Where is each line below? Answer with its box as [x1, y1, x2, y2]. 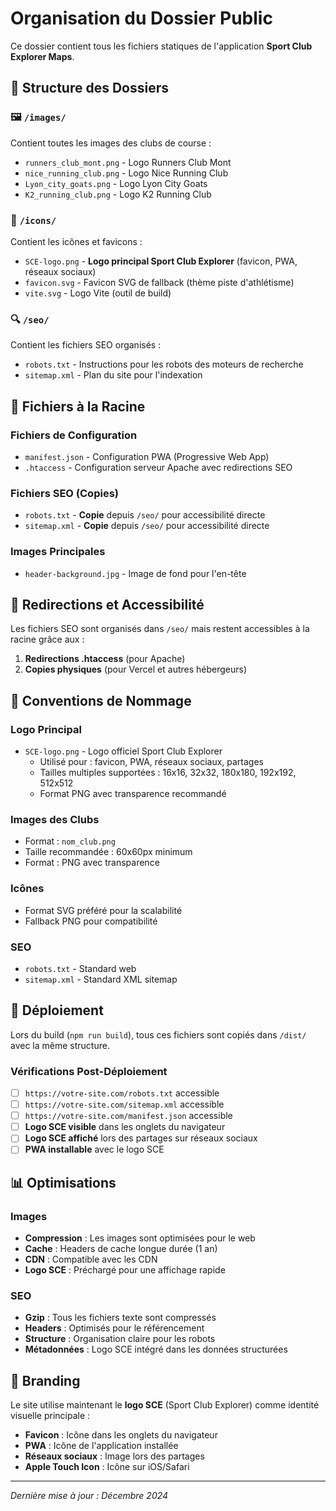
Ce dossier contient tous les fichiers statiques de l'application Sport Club [10, 40, 313, 52]
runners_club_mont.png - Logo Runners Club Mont [24, 156, 232, 168]
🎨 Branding [10, 1372, 81, 1389]
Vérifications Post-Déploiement [10, 1064, 168, 1078]
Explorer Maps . [10, 50, 75, 62]
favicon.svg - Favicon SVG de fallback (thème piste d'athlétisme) [24, 276, 295, 288]
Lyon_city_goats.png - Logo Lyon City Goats [24, 177, 208, 189]
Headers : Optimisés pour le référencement [24, 1322, 205, 1334]
